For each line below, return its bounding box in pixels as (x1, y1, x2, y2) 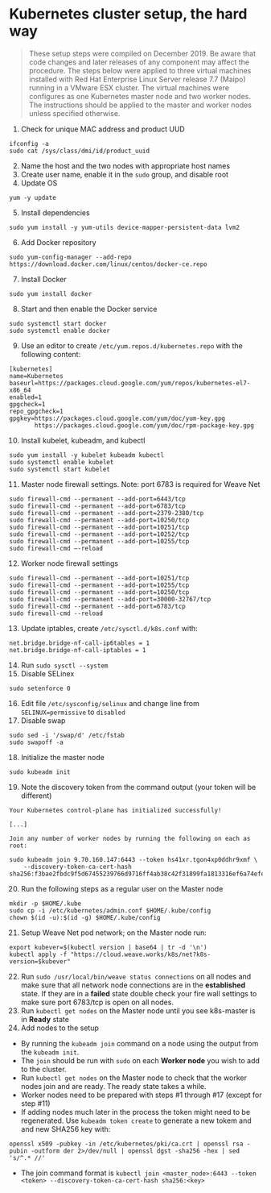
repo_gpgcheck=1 (9, 407, 64, 415)
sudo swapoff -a (9, 738, 64, 746)
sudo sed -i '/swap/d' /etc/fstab (9, 731, 125, 739)
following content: (20, 349, 81, 359)
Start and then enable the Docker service (20, 304, 158, 314)
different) (20, 791, 52, 800)
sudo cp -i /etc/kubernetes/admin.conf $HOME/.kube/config (9, 906, 211, 915)
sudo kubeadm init (9, 767, 71, 776)
